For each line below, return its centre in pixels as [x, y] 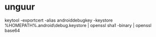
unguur [20, 7]
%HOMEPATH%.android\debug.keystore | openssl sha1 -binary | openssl [78, 25]
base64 [12, 30]
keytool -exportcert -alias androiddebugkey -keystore [59, 20]
